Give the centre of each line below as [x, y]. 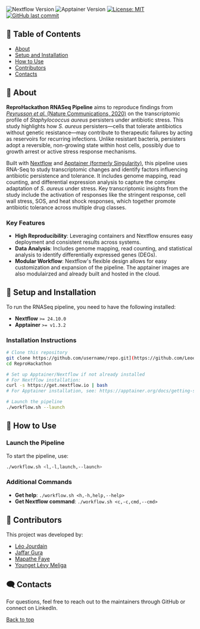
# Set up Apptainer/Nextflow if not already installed [76, 374]
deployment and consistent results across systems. [78, 242]
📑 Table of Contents [43, 34]
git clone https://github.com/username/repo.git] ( [70, 358]
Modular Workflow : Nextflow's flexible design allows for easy [91, 261]
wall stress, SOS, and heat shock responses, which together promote [91, 201]
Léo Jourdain [31, 546]
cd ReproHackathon [29, 364]
